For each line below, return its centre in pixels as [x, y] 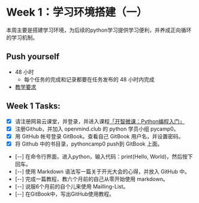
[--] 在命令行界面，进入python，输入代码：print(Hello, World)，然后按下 [104, 156]
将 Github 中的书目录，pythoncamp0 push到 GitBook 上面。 [89, 144]
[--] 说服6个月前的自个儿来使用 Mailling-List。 [72, 186]
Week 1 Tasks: [34, 106]
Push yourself [33, 57]
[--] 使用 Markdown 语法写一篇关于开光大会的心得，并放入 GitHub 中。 [102, 171]
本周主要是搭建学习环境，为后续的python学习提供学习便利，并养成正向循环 [99, 30]
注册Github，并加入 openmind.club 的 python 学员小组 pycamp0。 [97, 129]
